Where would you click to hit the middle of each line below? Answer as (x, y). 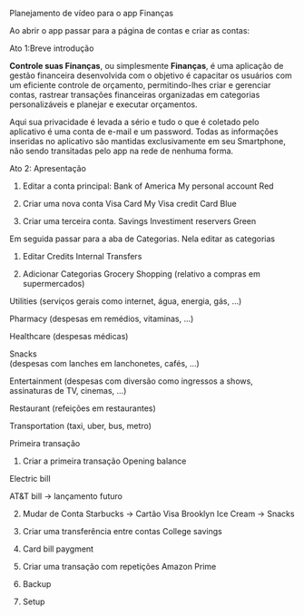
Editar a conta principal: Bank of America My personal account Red (148, 186)
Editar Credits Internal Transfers (82, 256)
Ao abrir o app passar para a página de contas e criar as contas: (130, 30)
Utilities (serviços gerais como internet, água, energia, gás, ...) (126, 301)
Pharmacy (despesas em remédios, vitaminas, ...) (102, 318)
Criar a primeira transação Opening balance (104, 461)
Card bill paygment (58, 549)
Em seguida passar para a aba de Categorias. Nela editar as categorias (142, 239)
